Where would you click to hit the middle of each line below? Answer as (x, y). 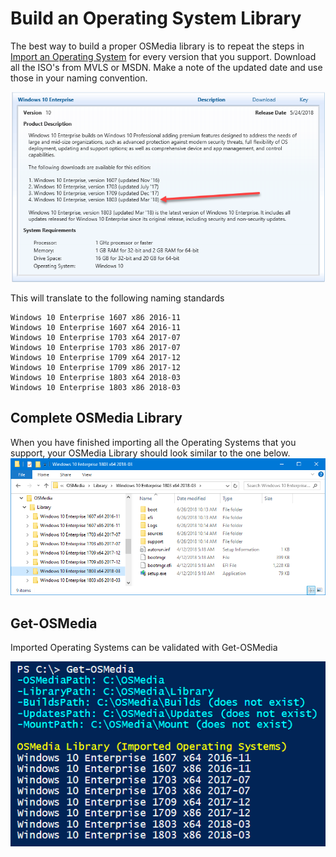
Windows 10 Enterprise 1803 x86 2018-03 (96, 387)
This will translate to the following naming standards (117, 298)
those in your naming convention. (79, 78)
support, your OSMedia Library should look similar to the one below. (150, 453)
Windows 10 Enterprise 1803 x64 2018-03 (96, 377)
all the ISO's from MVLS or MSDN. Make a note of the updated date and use (166, 67)
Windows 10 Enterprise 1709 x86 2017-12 (96, 367)
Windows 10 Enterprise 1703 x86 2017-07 (96, 347)
